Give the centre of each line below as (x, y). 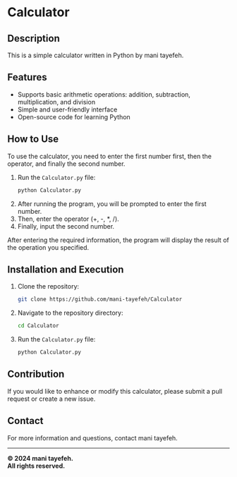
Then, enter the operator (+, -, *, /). (68, 219)
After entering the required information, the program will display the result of (118, 240)
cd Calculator (38, 326)
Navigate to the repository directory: (70, 313)
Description (34, 38)
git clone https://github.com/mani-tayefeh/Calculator (100, 300)
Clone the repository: (48, 286)
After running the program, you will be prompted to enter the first (112, 204)
